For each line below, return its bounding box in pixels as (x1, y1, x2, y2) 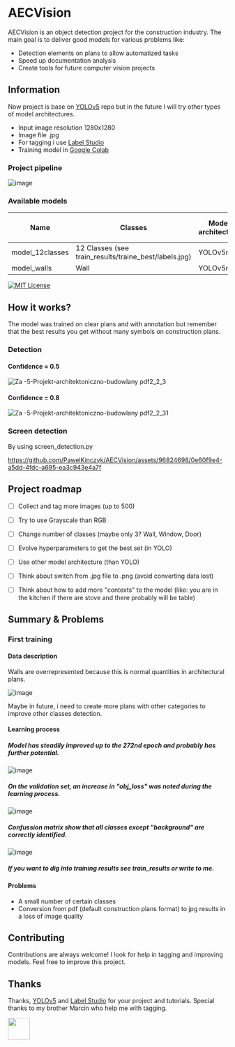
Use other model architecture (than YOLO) (17, 558, 140, 566)
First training (8, 634, 53, 644)
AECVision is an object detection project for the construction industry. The (8, 28, 222, 36)
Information (8, 84, 61, 95)
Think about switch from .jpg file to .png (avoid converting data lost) (17, 572, 214, 580)
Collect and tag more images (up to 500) (17, 502, 135, 510)
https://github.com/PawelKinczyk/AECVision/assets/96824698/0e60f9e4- (8, 455, 222, 464)
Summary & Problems (8, 613, 104, 625)
